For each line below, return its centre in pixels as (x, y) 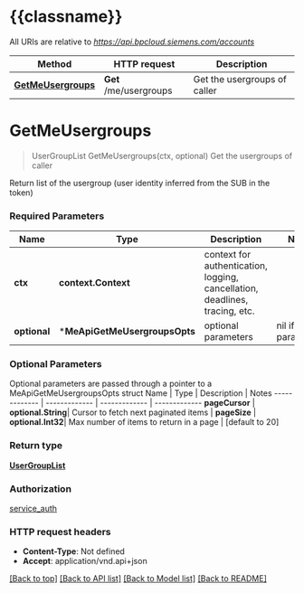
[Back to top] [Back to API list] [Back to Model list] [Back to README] (138, 579)
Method (55, 63)
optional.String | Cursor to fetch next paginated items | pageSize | (133, 412)
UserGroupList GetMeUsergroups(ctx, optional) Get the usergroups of (162, 155)
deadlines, (226, 300)
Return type (36, 446)
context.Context (95, 283)
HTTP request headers (60, 532)
